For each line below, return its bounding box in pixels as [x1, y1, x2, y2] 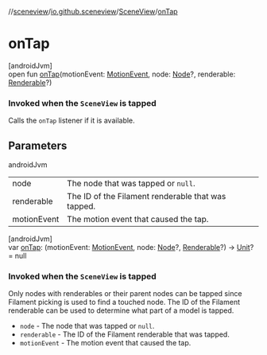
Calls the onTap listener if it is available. [8, 115, 135, 126]
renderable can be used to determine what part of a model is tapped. [8, 306, 234, 315]
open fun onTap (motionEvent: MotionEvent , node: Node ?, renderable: [8, 69, 236, 79]
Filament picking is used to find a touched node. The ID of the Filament [8, 298, 241, 307]
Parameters [8, 138, 68, 152]
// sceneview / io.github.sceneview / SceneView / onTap [8, 7, 178, 16]
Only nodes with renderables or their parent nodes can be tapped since [8, 289, 242, 298]
